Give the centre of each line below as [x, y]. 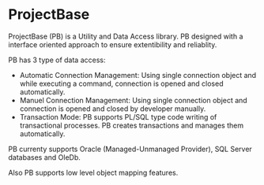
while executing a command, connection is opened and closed [121, 83]
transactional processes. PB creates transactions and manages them [131, 125]
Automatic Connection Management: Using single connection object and [138, 75]
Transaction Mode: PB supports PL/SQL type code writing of [118, 117]
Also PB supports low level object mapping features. [93, 172]
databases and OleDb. [45, 157]
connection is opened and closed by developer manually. [113, 109]
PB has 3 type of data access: [57, 60]
